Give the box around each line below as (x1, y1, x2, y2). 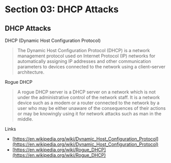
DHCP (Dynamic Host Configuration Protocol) (5, 37, 101, 43)
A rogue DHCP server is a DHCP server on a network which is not (17, 89, 156, 95)
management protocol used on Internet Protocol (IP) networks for (17, 53, 156, 59)
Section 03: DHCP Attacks (5, 4, 119, 15)
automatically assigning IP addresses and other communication (17, 58, 152, 64)
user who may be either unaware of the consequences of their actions (17, 105, 166, 111)
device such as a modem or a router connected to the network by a (17, 100, 160, 106)
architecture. (17, 69, 45, 75)
